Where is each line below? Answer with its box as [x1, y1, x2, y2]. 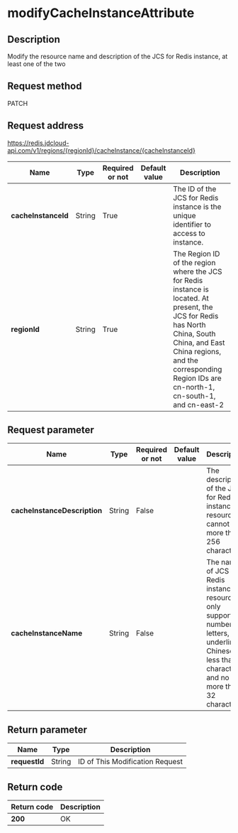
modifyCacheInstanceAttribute [7, 5, 195, 21]
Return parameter [7, 724, 87, 736]
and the [173, 355, 198, 365]
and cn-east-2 [173, 399, 225, 409]
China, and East [173, 338, 225, 348]
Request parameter [7, 424, 94, 436]
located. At [173, 293, 209, 303]
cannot [206, 519, 230, 529]
